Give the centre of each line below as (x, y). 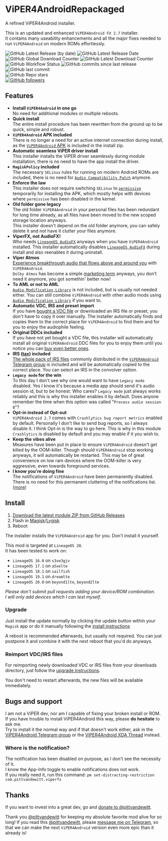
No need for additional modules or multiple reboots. (66, 113)
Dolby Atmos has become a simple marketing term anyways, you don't (85, 273)
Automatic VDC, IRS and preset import (53, 306)
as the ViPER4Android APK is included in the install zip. (68, 145)
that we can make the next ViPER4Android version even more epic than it (79, 827)
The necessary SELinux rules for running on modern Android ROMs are (86, 172)
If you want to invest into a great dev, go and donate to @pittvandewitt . (78, 807)
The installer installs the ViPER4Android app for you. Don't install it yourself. (82, 535)
